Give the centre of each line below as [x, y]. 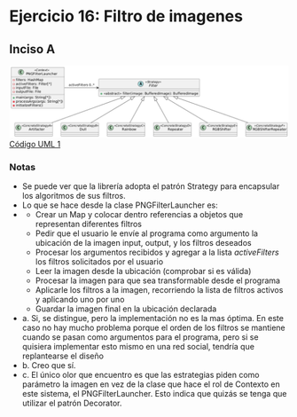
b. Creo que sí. [49, 366]
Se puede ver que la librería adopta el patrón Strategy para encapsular [151, 186]
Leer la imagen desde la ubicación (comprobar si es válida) [143, 271]
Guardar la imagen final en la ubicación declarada [126, 309]
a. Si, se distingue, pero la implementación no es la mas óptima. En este [152, 319]
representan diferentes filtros [88, 224]
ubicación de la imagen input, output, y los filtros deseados [143, 243]
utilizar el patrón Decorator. [72, 403]
